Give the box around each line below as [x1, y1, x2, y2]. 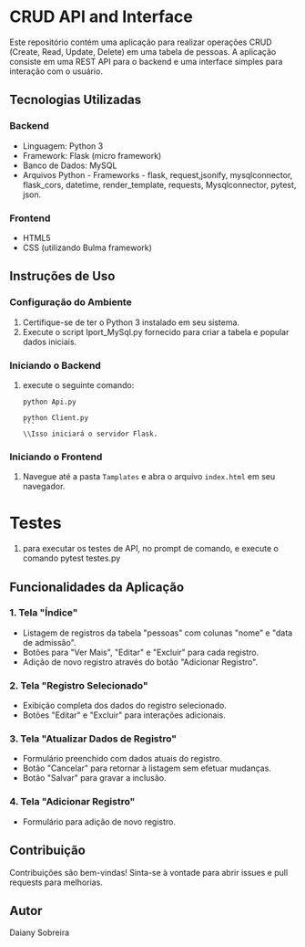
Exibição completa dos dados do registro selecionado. [22, 700, 228, 711]
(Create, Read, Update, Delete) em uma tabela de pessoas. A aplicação [9, 46, 277, 57]
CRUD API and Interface [9, 6, 193, 27]
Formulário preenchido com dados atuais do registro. [22, 753, 223, 764]
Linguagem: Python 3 [22, 140, 104, 152]
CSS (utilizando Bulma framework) [22, 242, 153, 253]
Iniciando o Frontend [9, 450, 103, 463]
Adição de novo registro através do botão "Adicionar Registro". [22, 656, 259, 668]
